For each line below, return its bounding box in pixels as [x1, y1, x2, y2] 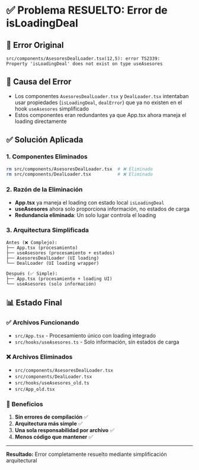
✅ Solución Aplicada [6, 135, 84, 145]
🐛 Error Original [6, 40, 64, 50]
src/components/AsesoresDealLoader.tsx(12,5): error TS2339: [6, 56, 161, 61]
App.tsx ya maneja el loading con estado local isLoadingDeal [14, 199, 165, 206]
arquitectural [6, 457, 37, 464]
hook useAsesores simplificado [14, 105, 89, 112]
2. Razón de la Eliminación [6, 186, 83, 194]
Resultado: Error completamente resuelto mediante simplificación [6, 450, 167, 458]
